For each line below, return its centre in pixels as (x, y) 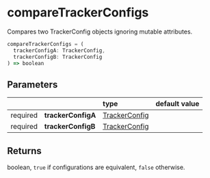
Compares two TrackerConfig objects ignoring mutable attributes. (100, 31)
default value (178, 104)
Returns (25, 151)
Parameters (32, 85)
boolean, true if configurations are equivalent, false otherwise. (96, 167)
